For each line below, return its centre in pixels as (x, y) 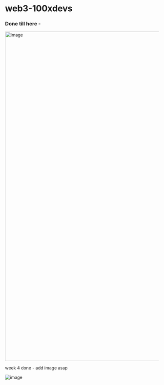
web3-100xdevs (39, 9)
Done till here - (23, 24)
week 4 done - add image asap (36, 368)
